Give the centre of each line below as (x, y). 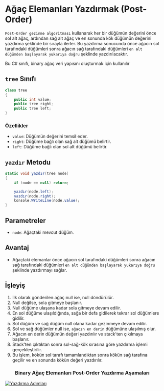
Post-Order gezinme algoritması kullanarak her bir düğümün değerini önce (81, 33)
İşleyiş (15, 286)
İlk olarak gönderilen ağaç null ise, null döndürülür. (63, 297)
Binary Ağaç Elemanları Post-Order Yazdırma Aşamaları (82, 373)
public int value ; (33, 99)
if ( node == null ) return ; (41, 183)
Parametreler (25, 220)
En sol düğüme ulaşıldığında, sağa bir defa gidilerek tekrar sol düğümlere (86, 313)
